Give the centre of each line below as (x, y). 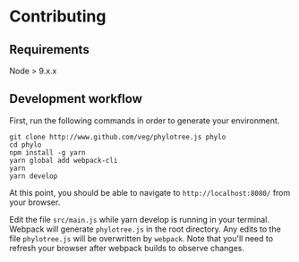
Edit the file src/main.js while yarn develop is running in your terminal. (140, 219)
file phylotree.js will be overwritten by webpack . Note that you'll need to (141, 238)
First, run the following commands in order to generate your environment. (145, 120)
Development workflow (76, 99)
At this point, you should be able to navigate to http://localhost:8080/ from (150, 192)
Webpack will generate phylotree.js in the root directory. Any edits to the (145, 229)
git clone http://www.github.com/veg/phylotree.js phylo (118, 137)
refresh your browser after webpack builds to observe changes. (127, 248)
